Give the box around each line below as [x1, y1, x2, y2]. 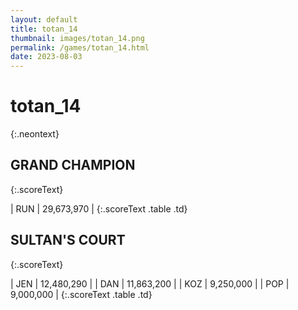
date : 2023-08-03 [10, 52, 83, 62]
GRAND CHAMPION [10, 157, 136, 174]
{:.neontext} [10, 128, 60, 140]
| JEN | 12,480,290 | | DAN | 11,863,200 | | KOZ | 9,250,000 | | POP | [10, 277, 290, 290]
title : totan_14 [10, 24, 78, 34]
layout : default [10, 14, 78, 25]
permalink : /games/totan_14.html [10, 42, 150, 53]
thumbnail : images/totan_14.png [10, 33, 145, 43]
